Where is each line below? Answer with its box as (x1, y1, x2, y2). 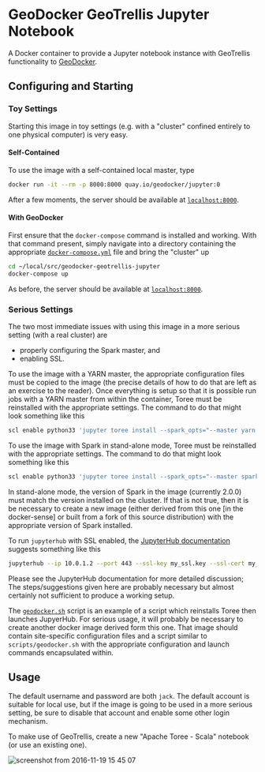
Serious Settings (8, 304, 73, 315)
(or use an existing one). (8, 740, 88, 750)
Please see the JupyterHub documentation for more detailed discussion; (8, 574, 244, 583)
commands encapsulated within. (8, 647, 114, 657)
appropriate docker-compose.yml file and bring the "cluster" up (8, 247, 210, 257)
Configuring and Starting (8, 80, 134, 93)
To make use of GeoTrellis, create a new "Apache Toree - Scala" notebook (8, 732, 250, 741)
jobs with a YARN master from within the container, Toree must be (8, 394, 222, 403)
